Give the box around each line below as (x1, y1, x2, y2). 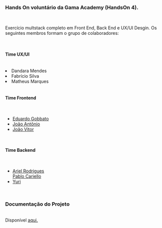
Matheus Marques (11, 78, 49, 84)
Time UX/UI (5, 51, 30, 57)
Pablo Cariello (12, 173, 41, 179)
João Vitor (12, 126, 34, 132)
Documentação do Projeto (5, 201, 70, 208)
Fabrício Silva (11, 73, 39, 79)
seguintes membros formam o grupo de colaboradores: (5, 30, 119, 36)
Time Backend (5, 147, 36, 153)
